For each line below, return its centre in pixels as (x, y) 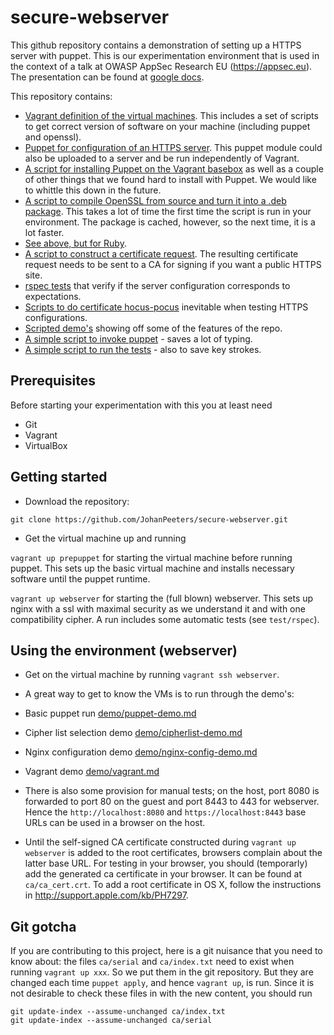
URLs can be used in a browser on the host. (115, 823)
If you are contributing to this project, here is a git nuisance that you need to (166, 951)
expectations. (53, 296)
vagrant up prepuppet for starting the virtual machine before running (151, 557)
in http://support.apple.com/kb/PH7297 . (106, 895)
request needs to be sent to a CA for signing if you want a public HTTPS (173, 264)
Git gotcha (43, 926)
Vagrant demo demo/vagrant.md (92, 772)
